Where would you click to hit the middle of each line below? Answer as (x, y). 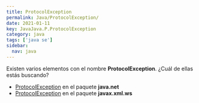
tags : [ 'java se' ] (29, 40)
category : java (25, 35)
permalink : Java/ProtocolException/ (52, 18)
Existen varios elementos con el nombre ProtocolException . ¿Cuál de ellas (100, 68)
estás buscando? (28, 75)
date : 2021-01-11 (28, 23)
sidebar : (17, 46)
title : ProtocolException (39, 12)
